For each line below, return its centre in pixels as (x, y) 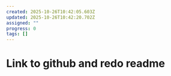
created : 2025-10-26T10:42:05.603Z (51, 12)
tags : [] (17, 34)
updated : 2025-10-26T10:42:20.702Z (51, 17)
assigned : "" (22, 23)
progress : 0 (21, 28)
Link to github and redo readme (85, 64)
